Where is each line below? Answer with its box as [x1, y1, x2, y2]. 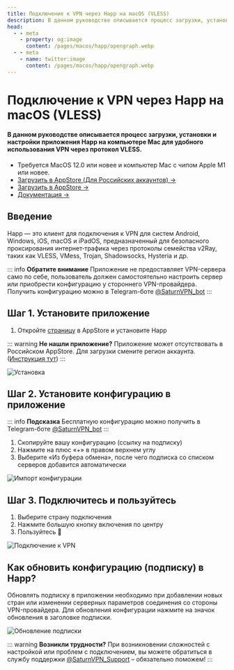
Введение [7, 211, 53, 223]
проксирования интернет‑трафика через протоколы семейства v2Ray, [7, 244, 217, 252]
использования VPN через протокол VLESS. [7, 145, 143, 154]
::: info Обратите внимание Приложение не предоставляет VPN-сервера [7, 265, 226, 273]
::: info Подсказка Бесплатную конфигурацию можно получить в [7, 417, 201, 426]
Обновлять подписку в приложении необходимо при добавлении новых [7, 591, 223, 600]
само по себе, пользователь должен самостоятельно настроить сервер [7, 272, 223, 281]
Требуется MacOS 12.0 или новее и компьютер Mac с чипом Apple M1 [17, 161, 226, 170]
